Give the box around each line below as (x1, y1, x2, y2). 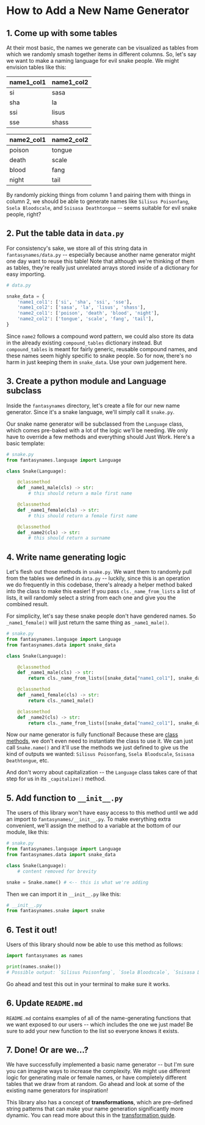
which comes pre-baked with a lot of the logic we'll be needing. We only (6, 426, 188, 434)
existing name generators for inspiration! (6, 1087, 109, 1095)
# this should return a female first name (28, 513, 138, 519)
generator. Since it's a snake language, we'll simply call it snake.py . (6, 408, 175, 415)
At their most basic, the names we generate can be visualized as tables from (6, 44, 199, 51)
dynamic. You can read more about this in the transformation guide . (6, 1112, 176, 1119)
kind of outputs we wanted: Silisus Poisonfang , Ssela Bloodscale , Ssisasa (6, 751, 195, 758)
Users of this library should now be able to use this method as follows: (6, 941, 183, 948)
